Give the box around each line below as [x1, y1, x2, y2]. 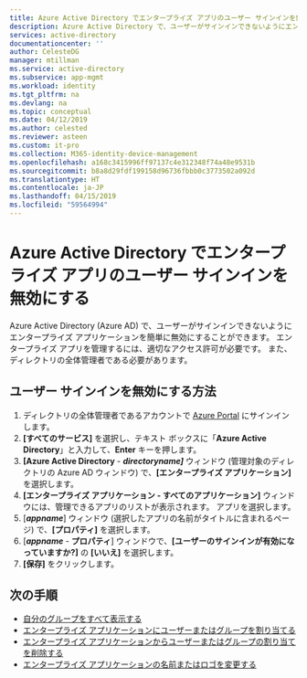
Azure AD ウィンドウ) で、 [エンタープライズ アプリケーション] [57, 467, 292, 478]
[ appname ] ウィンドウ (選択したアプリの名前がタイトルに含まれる [22, 513, 274, 524]
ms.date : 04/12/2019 [9, 115, 89, 124]
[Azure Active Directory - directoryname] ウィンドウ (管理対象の [22, 455, 271, 466]
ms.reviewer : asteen [9, 132, 89, 142]
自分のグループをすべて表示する [22, 613, 143, 624]
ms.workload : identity [9, 81, 96, 90]
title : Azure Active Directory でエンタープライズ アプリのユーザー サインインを [9, 13, 297, 23]
